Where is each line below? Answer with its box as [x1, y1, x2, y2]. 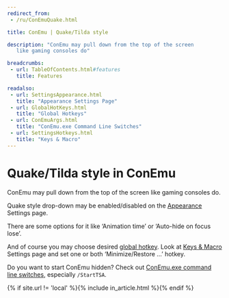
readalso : [7, 85, 36, 92]
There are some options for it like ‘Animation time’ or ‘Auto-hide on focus [7, 222, 211, 230]
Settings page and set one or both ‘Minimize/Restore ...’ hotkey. [7, 249, 186, 258]
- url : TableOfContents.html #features [10, 66, 121, 73]
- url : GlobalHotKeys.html [10, 104, 87, 111]
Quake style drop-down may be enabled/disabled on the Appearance [7, 201, 202, 210]
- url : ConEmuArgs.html [10, 117, 78, 124]
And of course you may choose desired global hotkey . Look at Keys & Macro [7, 243, 222, 251]
